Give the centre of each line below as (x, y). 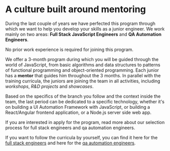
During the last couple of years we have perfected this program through (80, 23)
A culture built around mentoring (76, 9)
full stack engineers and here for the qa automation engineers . (71, 143)
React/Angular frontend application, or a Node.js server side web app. (78, 112)
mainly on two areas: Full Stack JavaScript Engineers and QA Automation (83, 34)
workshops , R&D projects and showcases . (49, 86)
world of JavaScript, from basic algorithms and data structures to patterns (83, 65)
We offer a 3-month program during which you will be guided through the (82, 59)
